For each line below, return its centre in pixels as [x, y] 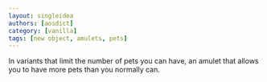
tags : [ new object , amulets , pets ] [68, 38]
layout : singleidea [41, 16]
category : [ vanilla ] [43, 31]
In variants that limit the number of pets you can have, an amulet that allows [133, 61]
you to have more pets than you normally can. [84, 70]
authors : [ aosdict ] [41, 23]
